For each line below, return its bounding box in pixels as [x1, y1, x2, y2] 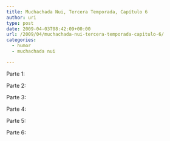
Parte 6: [6, 128, 26, 136]
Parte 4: [6, 105, 26, 113]
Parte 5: [6, 117, 26, 124]
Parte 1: [6, 70, 25, 77]
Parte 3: [6, 93, 26, 100]
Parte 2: [6, 82, 26, 89]
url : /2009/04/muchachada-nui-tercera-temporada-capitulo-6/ [6, 31, 165, 38]
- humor [12, 43, 32, 49]
